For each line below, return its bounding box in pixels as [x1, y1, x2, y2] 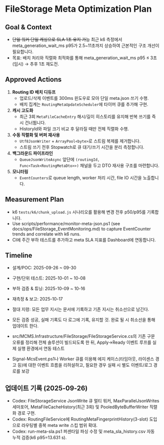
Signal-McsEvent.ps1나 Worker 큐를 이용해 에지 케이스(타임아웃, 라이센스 [12, 356, 154, 362]
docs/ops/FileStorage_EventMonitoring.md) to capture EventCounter [12, 226, 151, 232]
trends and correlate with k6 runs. [12, 231, 81, 237]
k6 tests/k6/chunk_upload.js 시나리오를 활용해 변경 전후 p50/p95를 [12, 209, 146, 215]
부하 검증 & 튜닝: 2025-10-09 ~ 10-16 [12, 285, 86, 292]
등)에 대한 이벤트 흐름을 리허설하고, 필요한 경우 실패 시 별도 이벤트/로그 [17, 362, 153, 368]
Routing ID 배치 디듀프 [12, 89, 56, 95]
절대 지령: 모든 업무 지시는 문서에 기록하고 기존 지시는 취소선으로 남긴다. [12, 306, 149, 312]
